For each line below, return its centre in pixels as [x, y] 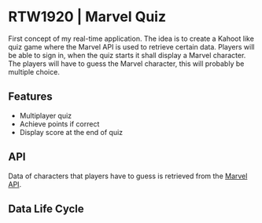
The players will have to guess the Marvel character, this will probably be [126, 64]
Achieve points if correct [59, 124]
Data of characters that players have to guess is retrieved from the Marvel [128, 176]
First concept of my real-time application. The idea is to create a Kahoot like [131, 38]
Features [30, 97]
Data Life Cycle [46, 208]
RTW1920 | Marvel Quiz [87, 17]
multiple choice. [34, 71]
